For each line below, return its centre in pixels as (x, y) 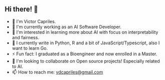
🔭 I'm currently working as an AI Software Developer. (66, 27)
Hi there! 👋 (22, 9)
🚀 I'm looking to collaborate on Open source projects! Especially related (86, 61)
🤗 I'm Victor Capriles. (34, 21)
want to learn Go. (30, 48)
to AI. (18, 66)
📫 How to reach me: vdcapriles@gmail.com (57, 72)
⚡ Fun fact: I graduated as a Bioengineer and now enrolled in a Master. (85, 54)
